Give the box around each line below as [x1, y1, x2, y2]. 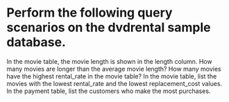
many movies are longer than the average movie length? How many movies [6, 65, 221, 73]
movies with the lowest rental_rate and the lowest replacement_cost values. [6, 79, 223, 87]
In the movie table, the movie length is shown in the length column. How [6, 57, 212, 65]
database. [6, 35, 67, 50]
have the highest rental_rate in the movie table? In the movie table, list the [6, 71, 217, 80]
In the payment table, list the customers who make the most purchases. [6, 87, 211, 95]
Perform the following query [6, 5, 173, 21]
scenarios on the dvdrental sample [6, 19, 211, 35]
